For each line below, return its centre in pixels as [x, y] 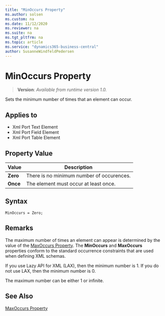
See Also [19, 296]
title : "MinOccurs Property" [35, 10]
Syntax [16, 201]
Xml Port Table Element [36, 138]
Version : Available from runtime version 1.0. [62, 90]
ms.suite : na [19, 33]
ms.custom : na [20, 19]
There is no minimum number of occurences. [79, 176]
